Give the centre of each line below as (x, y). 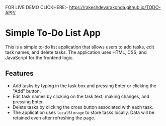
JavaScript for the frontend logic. (39, 57)
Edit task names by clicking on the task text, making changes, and (81, 96)
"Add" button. (27, 91)
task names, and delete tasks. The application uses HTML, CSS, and (76, 52)
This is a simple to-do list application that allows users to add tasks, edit (80, 47)
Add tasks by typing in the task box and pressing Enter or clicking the (85, 86)
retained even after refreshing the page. (54, 117)
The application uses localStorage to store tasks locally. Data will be (84, 112)
